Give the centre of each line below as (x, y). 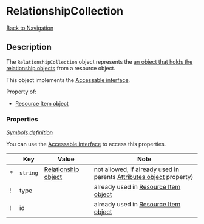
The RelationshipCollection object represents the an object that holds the (100, 61)
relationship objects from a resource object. (61, 68)
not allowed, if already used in (137, 169)
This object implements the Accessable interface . (68, 80)
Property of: (21, 92)
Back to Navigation (30, 28)
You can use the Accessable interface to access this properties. (86, 144)
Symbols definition (30, 132)
